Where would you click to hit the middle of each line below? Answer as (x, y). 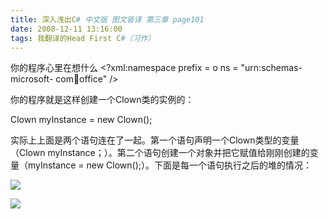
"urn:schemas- (271, 68)
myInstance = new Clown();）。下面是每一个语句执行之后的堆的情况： (169, 165)
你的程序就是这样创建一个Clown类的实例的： (102, 100)
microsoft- (32, 79)
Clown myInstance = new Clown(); (81, 120)
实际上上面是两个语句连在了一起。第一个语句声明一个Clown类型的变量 (155, 140)
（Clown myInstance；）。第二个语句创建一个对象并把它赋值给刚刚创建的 (160, 153)
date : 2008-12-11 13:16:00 (66, 29)
